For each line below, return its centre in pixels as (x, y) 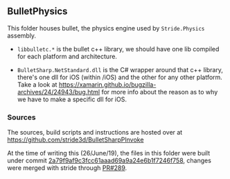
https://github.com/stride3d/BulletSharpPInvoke (76, 140)
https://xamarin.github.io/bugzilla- (107, 84)
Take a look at (37, 84)
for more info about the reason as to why (160, 92)
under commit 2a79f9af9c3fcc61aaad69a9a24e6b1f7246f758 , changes (109, 161)
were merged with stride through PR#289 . (67, 168)
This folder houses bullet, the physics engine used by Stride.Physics (106, 28)
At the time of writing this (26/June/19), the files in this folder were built (109, 153)
